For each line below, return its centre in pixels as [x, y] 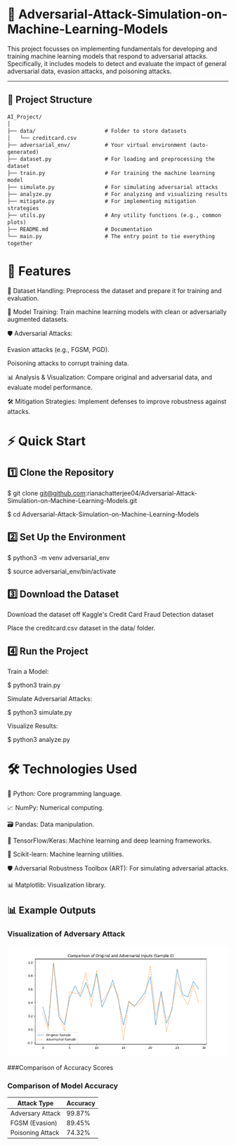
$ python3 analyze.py [39, 740]
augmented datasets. [38, 319]
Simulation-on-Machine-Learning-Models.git [72, 500]
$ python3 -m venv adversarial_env [59, 557]
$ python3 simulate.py [40, 712]
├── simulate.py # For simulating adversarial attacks [113, 187]
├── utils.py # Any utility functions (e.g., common [114, 215]
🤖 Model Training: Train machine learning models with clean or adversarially [117, 311]
